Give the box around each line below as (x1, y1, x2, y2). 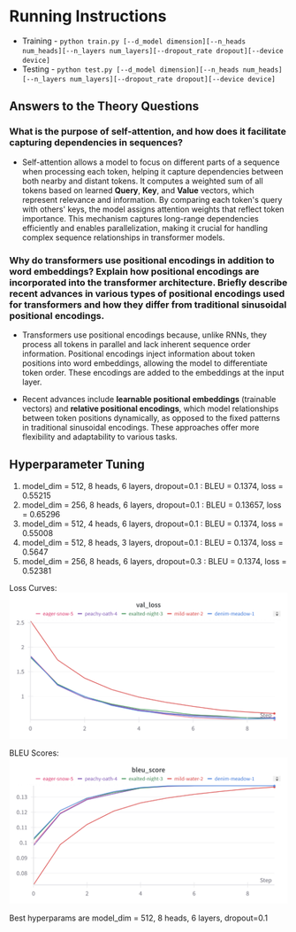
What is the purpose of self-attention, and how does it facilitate (9, 126, 287, 138)
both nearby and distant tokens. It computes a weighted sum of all (21, 175, 263, 186)
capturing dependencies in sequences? (9, 136, 184, 149)
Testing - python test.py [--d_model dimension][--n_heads (21, 64, 239, 74)
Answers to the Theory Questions (9, 99, 200, 114)
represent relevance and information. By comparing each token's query (21, 194, 283, 205)
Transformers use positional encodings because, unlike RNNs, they (21, 330, 268, 340)
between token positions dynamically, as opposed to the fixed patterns (21, 412, 281, 423)
